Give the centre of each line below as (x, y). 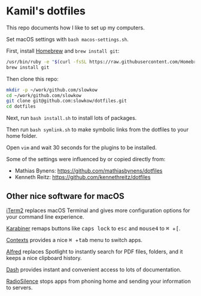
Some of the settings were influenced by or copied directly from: (86, 159)
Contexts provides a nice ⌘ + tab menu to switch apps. (74, 240)
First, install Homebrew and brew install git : (63, 51)
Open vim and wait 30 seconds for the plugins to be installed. (82, 147)
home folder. (22, 136)
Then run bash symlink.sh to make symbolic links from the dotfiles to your (98, 129)
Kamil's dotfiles (46, 11)
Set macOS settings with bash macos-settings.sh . (67, 39)
